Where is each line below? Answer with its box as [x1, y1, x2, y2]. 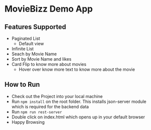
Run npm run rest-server [11, 109, 62, 114]
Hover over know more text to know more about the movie [18, 66, 135, 72]
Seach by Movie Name [11, 51, 57, 57]
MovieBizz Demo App [4, 3, 93, 15]
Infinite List [11, 46, 34, 51]
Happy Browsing [11, 119, 45, 125]
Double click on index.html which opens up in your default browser [11, 114, 145, 120]
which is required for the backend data [11, 103, 89, 110]
